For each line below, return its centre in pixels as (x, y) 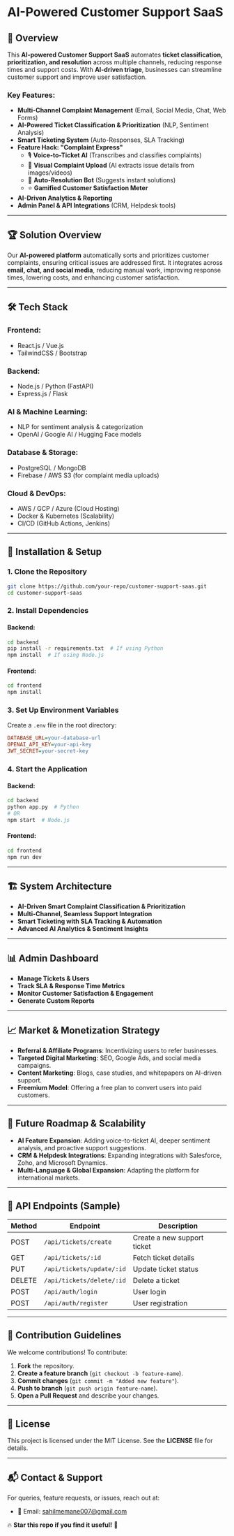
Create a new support (168, 1238)
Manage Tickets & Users (53, 978)
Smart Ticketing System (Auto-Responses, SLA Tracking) (101, 140)
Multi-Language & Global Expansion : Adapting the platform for (108, 1170)
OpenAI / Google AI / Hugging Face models (79, 435)
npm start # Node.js (39, 820)
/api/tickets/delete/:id (85, 1280)
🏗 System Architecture (60, 886)
